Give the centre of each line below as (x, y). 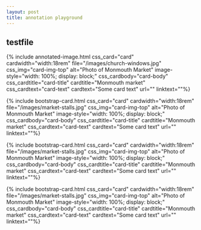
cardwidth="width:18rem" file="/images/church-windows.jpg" (84, 63)
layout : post (23, 12)
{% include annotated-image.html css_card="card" (70, 57)
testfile (20, 42)
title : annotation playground (45, 18)
